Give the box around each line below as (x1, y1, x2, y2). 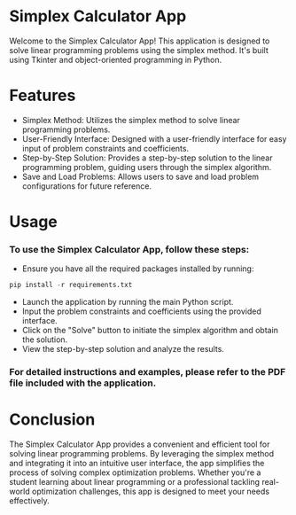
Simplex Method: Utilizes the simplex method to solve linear (21, 114, 241, 125)
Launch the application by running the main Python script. (21, 297, 234, 308)
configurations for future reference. (21, 180, 152, 191)
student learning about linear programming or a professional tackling (9, 477, 260, 488)
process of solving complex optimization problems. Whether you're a (9, 467, 261, 478)
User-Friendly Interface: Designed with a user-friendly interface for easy (21, 133, 287, 144)
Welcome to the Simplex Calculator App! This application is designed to (9, 35, 270, 46)
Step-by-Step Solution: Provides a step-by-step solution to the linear (21, 152, 273, 163)
